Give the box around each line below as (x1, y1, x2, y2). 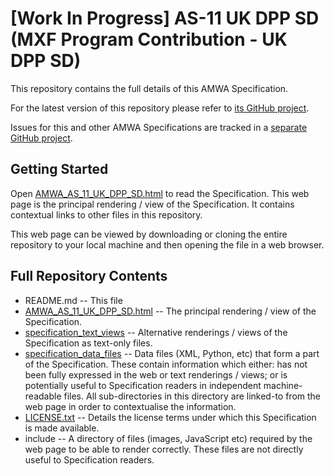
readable (24, 390, 62, 402)
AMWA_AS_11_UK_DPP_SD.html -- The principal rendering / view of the (24, 305, 317, 317)
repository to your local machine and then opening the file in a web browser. (10, 238, 325, 251)
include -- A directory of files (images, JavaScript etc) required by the (24, 432, 313, 444)
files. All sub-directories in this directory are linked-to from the (63, 390, 321, 402)
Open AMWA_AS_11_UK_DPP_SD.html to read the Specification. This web (10, 187, 310, 199)
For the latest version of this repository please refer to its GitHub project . (10, 102, 310, 114)
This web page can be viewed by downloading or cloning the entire (10, 228, 288, 240)
